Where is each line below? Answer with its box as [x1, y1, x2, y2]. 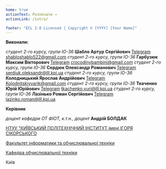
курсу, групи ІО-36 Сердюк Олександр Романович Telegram [5, 65, 136, 71]
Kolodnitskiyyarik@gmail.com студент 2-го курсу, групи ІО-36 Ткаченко [5, 81, 157, 86]
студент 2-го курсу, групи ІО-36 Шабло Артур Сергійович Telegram [5, 49, 151, 55]
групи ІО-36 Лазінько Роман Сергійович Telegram [5, 91, 114, 97]
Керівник [5, 106, 26, 112]
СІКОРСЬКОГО [5, 130, 37, 137]
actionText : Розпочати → [5, 12, 57, 17]
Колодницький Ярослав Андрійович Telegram [5, 75, 106, 81]
